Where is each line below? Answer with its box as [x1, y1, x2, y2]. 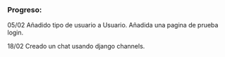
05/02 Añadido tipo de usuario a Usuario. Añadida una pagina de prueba [7, 21, 219, 30]
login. [7, 28, 24, 37]
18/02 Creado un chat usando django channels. [7, 42, 145, 51]
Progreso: [7, 5, 42, 15]
